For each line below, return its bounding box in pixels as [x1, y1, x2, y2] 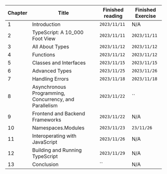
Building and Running [32, 147, 82, 153]
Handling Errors [32, 75, 69, 82]
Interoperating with [32, 132, 77, 139]
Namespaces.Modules [32, 124, 84, 131]
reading [103, 12, 123, 19]
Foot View [32, 35, 56, 42]
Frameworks [32, 116, 61, 123]
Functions [32, 52, 56, 58]
